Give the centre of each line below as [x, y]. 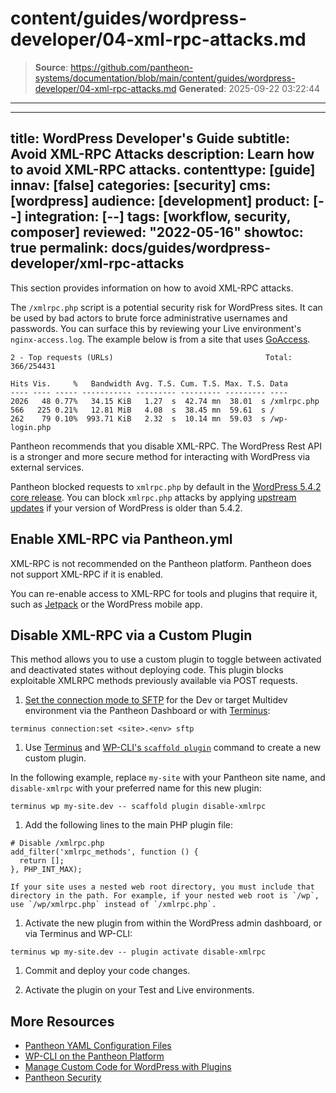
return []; [42, 861]
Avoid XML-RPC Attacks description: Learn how [162, 154]
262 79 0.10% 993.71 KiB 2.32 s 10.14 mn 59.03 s [138, 418]
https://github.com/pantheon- [132, 67]
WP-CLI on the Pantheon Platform [94, 1056]
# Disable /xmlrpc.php [57, 843]
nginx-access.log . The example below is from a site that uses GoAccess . [160, 339]
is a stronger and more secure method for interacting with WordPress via [160, 456]
